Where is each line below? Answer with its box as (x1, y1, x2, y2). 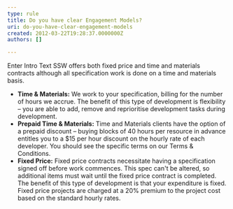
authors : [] (7, 36, 42, 43)
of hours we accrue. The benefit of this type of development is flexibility (17, 97, 226, 106)
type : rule (7, 10, 39, 17)
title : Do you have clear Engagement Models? (7, 17, 142, 24)
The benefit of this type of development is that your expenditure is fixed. (17, 179, 227, 187)
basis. (7, 76, 24, 85)
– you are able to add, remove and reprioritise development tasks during (17, 105, 225, 113)
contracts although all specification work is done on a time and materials (7, 69, 217, 78)
